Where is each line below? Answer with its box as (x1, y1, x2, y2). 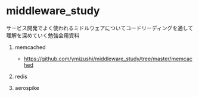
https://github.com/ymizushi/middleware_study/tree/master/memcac (23, 55, 192, 62)
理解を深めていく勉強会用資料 (6, 31, 79, 39)
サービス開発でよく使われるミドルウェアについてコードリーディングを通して (6, 24, 194, 31)
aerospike (14, 84, 40, 91)
